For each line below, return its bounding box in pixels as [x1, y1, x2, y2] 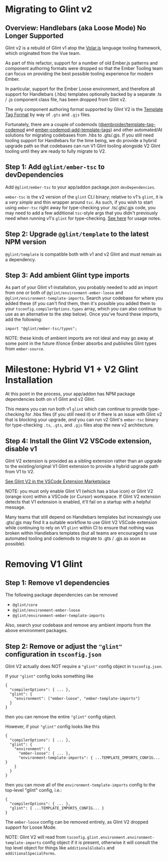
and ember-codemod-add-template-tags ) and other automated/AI [26, 127, 162, 133]
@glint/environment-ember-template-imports [12, 613, 105, 619]
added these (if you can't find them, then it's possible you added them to [5, 300, 156, 306]
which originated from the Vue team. [5, 50, 81, 56]
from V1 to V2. [5, 469, 35, 475]
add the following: [5, 317, 43, 323]
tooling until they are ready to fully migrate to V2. [5, 148, 106, 154]
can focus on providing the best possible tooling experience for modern [5, 71, 154, 77]
